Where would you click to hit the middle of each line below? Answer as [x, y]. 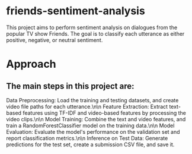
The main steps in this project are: [70, 86]
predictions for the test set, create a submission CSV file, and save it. [90, 144]
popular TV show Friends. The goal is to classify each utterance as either [95, 33]
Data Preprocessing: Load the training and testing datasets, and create [92, 100]
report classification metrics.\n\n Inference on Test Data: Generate [87, 138]
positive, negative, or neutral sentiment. [55, 40]
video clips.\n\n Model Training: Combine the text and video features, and [96, 119]
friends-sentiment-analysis [76, 11]
